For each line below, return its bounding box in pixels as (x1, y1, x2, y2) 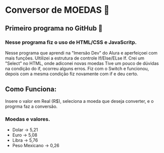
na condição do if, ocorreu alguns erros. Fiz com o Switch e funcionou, (5, 65, 149, 71)
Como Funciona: (5, 85, 57, 93)
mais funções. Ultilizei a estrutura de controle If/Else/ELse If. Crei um (5, 55, 144, 61)
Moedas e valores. (5, 116, 50, 122)
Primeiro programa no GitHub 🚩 (5, 24, 103, 32)
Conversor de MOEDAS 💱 (5, 4, 110, 16)
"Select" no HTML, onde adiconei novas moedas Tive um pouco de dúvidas (5, 60, 159, 66)
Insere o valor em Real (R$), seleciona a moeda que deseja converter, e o (5, 98, 154, 104)
